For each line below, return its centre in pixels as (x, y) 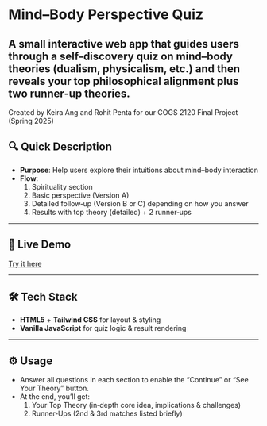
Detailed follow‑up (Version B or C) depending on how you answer (140, 203)
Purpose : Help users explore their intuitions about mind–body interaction (139, 170)
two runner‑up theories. (69, 93)
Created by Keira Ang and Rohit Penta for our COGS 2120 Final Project (123, 112)
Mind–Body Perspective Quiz (106, 15)
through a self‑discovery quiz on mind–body (120, 56)
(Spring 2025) (31, 121)
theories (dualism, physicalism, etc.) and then (124, 69)
